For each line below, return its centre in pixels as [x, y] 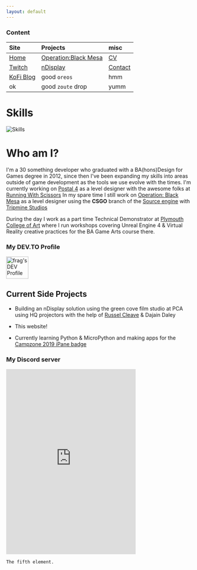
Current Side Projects [47, 294]
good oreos [57, 76]
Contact [120, 67]
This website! [31, 326]
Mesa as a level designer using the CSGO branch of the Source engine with [98, 201]
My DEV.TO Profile [33, 246]
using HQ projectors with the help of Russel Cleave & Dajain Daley [95, 315]
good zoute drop [64, 87]
